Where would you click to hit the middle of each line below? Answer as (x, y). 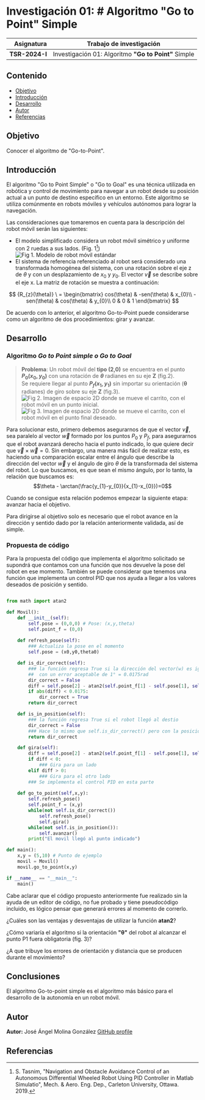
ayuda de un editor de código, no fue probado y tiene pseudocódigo (92, 902)
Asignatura (31, 43)
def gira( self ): (38, 748)
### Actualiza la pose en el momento (76, 646)
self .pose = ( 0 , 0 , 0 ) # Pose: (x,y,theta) (82, 623)
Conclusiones (33, 976)
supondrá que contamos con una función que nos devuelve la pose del (95, 565)
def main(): (21, 850)
